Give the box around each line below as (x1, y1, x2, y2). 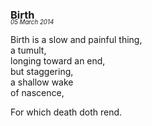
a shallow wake (10, 76, 74, 88)
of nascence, (10, 87, 65, 99)
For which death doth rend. (10, 106, 123, 118)
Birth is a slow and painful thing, (10, 34, 143, 46)
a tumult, (10, 44, 47, 57)
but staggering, (10, 66, 74, 78)
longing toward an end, (10, 55, 106, 67)
